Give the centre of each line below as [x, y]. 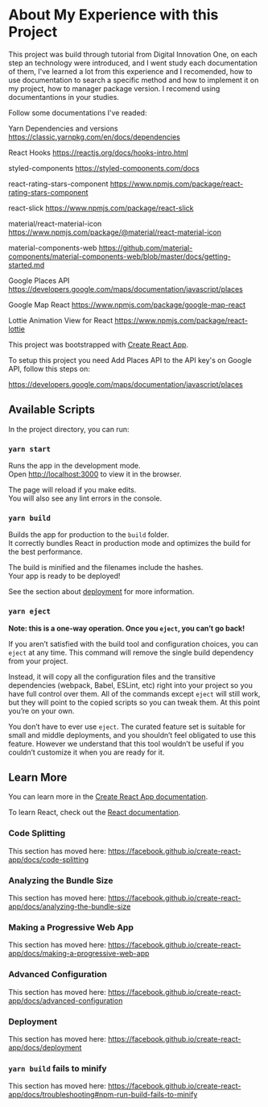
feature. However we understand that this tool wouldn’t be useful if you [126, 743]
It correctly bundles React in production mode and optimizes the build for [130, 543]
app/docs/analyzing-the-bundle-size [70, 907]
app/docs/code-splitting [49, 859]
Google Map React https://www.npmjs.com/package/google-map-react [127, 305]
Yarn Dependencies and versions [63, 128]
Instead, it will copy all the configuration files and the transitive [112, 676]
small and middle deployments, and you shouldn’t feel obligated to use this [132, 735]
